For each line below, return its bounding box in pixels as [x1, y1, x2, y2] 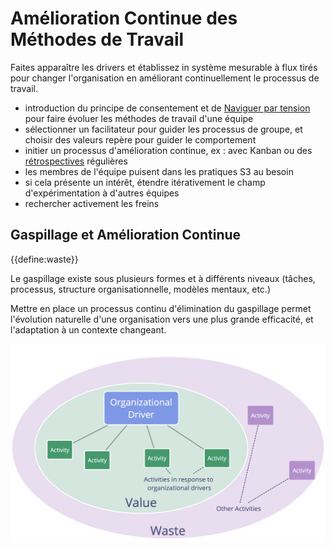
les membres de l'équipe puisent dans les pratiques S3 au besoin [24, 165, 294, 177]
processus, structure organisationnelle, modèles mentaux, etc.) [10, 283, 271, 295]
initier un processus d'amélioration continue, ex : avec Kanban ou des [24, 144, 313, 156]
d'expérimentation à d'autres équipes [24, 187, 180, 199]
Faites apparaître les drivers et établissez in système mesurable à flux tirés [10, 61, 318, 73]
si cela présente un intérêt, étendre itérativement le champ [24, 176, 266, 188]
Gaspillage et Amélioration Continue [10, 227, 242, 244]
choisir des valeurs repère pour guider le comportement [24, 133, 257, 146]
